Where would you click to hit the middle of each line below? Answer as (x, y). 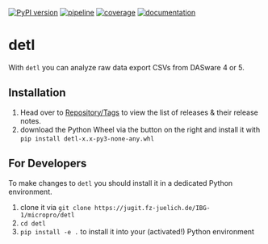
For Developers (48, 164)
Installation (37, 93)
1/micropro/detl (47, 215)
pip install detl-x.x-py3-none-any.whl (87, 139)
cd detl (33, 223)
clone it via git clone (55, 207)
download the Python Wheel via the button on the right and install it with (140, 129)
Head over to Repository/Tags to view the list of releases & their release (139, 112)
